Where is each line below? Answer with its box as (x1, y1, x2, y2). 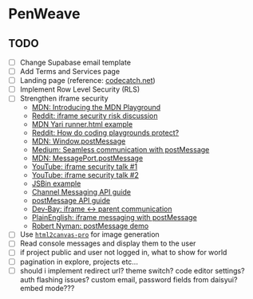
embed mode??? (19, 283, 75, 293)
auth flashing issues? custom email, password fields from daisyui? (19, 274, 238, 284)
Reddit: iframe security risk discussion (31, 111, 158, 120)
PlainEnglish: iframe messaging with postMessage (31, 213, 197, 222)
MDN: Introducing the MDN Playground (31, 103, 161, 112)
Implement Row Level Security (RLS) (19, 85, 140, 94)
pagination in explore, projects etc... (19, 257, 138, 266)
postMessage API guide (31, 196, 110, 206)
